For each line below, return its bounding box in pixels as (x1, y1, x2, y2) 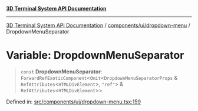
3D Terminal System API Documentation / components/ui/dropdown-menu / (6, 22, 190, 29)
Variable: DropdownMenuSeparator (6, 49, 184, 62)
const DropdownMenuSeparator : (20, 68, 103, 75)
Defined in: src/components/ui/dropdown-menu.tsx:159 (6, 98, 141, 105)
